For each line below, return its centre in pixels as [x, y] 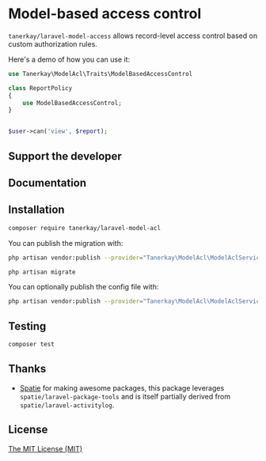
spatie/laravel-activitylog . [67, 405]
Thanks [27, 369]
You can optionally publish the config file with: [84, 287]
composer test [32, 345]
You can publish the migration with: [66, 243]
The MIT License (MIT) [46, 448]
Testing [27, 326]
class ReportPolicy [40, 88]
